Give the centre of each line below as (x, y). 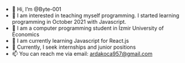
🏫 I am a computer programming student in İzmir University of (88, 28)
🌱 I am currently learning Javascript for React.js (70, 41)
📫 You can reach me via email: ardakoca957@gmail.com (82, 54)
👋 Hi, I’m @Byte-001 (36, 9)
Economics (26, 34)
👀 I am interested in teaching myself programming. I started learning (95, 15)
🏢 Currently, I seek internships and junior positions (74, 47)
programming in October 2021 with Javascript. (69, 22)
